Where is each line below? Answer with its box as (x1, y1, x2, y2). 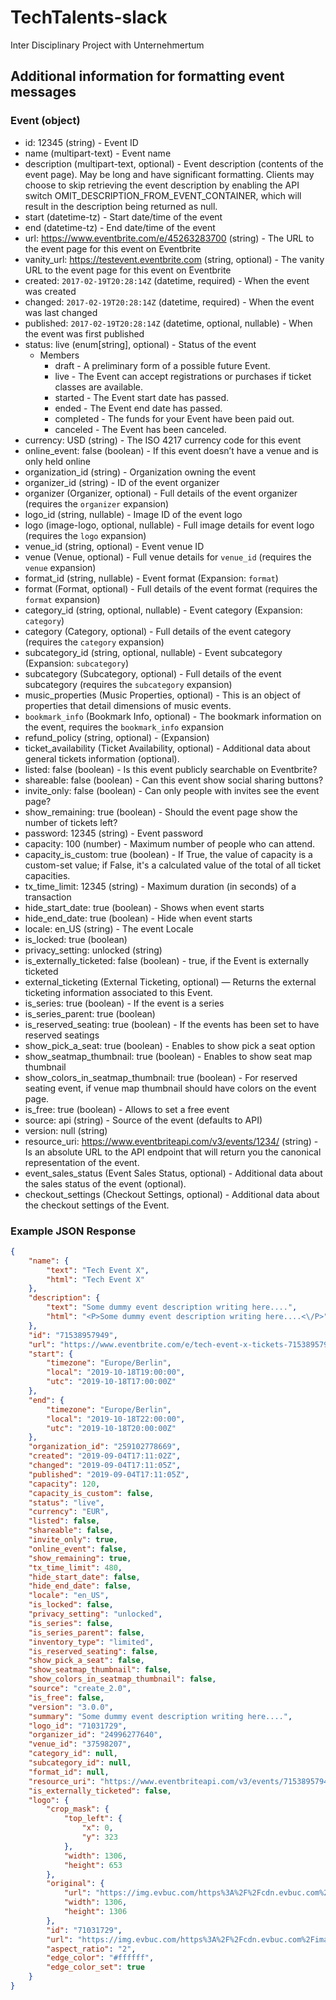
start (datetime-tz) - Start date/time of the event (24, 211, 223, 223)
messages (10, 84, 77, 101)
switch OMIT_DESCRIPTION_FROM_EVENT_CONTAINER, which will (24, 189, 302, 201)
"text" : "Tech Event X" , (46, 1265, 150, 1275)
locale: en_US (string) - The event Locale (24, 922, 194, 935)
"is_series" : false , (28, 1618, 114, 1628)
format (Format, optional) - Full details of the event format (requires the (24, 582, 318, 595)
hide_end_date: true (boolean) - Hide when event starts (24, 912, 253, 924)
